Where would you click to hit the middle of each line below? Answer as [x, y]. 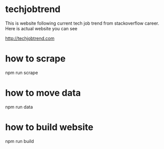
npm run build [20, 141]
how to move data [43, 93]
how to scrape [36, 59]
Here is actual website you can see [41, 28]
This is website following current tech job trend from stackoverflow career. [82, 23]
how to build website [49, 127]
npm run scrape [22, 72]
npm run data [19, 107]
